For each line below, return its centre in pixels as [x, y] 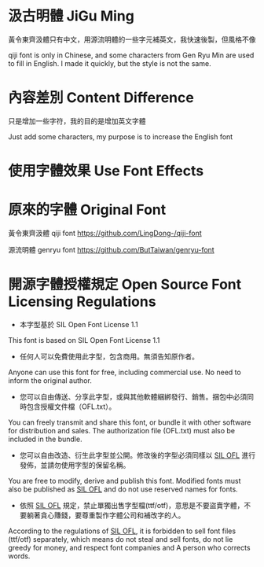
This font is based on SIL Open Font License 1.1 [84, 340]
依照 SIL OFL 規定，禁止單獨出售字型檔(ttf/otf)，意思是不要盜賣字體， [132, 505]
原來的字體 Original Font [87, 210]
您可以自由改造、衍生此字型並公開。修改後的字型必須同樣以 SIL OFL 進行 [137, 455]
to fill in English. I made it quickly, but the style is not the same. [110, 63]
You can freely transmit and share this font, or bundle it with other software [130, 422]
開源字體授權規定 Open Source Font [125, 285]
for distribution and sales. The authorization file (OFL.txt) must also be [122, 430]
